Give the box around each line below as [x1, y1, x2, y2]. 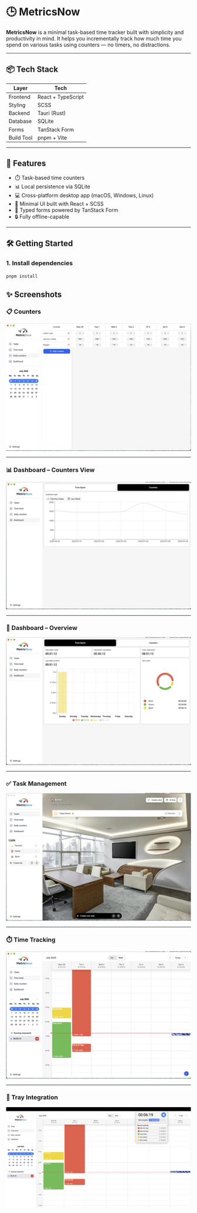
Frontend [8, 93, 31, 100]
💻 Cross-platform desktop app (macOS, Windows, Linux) [14, 192, 154, 199]
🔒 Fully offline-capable [14, 213, 69, 220]
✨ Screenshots [6, 290, 62, 300]
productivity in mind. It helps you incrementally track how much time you [6, 35, 182, 42]
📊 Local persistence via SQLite [14, 183, 91, 190]
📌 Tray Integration [6, 1093, 59, 1101]
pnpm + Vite [37, 134, 67, 141]
